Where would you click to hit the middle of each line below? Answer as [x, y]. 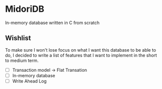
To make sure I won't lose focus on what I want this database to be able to [81, 50]
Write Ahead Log [29, 81]
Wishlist [18, 38]
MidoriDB [25, 9]
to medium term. [22, 60]
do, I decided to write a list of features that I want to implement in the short [81, 55]
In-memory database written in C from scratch [52, 23]
